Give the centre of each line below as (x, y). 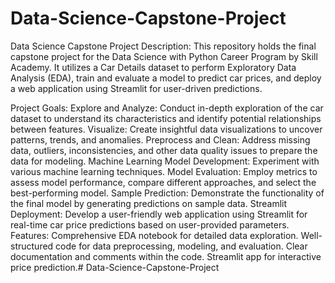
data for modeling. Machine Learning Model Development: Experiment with (165, 161)
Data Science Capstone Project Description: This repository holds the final (163, 46)
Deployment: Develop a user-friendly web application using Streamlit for (159, 214)
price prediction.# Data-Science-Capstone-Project (115, 267)
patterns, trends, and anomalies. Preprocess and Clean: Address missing (160, 139)
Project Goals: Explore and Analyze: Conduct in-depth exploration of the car (167, 108)
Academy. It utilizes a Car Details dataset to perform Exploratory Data (153, 67)
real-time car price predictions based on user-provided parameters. (150, 224)
